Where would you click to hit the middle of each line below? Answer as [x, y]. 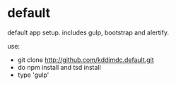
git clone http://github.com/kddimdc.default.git [86, 60]
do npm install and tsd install [59, 67]
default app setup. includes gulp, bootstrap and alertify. [88, 32]
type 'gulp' [33, 75]
